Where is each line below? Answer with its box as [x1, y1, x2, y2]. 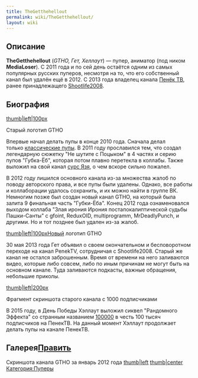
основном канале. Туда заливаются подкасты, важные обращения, [6, 266, 177, 273]
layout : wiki [6, 19, 38, 25]
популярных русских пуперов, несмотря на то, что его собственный [6, 70, 179, 77]
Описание [6, 41, 46, 51]
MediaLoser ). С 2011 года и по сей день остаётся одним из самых [6, 63, 173, 71]
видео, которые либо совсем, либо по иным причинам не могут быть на [6, 260, 190, 267]
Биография [6, 99, 50, 109]
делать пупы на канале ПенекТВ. [6, 326, 90, 333]
